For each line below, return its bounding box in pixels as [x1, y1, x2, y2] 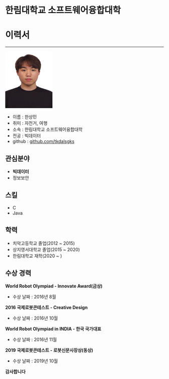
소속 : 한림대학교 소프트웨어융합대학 [12, 126, 83, 132]
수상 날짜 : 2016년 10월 [12, 315, 58, 321]
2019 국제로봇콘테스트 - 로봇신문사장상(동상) [5, 347, 94, 353]
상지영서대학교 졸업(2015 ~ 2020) [12, 246, 80, 252]
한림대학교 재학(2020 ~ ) [12, 253, 62, 259]
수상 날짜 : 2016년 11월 [12, 337, 57, 343]
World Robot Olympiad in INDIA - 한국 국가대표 [5, 326, 102, 332]
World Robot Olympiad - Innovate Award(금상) [5, 283, 103, 289]
